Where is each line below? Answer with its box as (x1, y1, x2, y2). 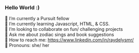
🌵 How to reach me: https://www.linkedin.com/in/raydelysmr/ (5, 37, 134, 43)
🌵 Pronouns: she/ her (5, 42, 50, 48)
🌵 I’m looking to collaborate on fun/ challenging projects (5, 26, 123, 32)
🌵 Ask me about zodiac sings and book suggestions (5, 32, 114, 38)
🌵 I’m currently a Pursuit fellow (5, 16, 70, 22)
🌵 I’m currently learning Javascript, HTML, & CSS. (5, 21, 110, 27)
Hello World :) (5, 4, 40, 11)
